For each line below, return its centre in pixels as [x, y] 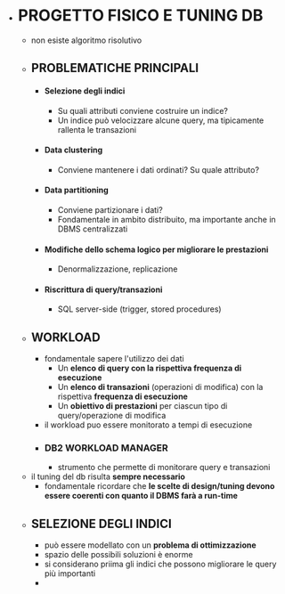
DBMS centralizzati [93, 229]
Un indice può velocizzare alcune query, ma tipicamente [161, 120]
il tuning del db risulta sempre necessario [108, 476]
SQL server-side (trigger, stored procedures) [139, 309]
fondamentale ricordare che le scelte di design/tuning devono [159, 486]
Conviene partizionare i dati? [110, 209]
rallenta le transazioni [97, 129]
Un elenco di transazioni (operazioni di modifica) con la [160, 387]
